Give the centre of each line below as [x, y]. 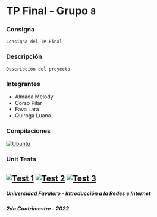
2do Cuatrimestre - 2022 [38, 208]
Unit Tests [21, 159]
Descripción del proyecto [38, 69]
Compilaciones [28, 131]
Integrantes [23, 84]
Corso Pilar [29, 103]
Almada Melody [34, 97]
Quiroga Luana [33, 116]
